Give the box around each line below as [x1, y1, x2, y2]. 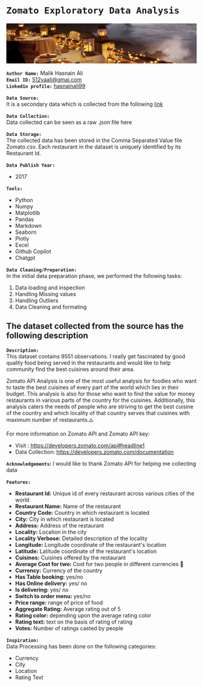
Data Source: [6, 95, 39, 102]
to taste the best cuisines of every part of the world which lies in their [6, 384, 179, 391]
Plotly [14, 235, 30, 242]
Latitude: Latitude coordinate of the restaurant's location [14, 547, 157, 555]
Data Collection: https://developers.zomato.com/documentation [14, 448, 174, 456]
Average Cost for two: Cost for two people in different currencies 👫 [14, 561, 184, 568]
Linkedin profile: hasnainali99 [6, 82, 86, 90]
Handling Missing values [14, 291, 77, 298]
